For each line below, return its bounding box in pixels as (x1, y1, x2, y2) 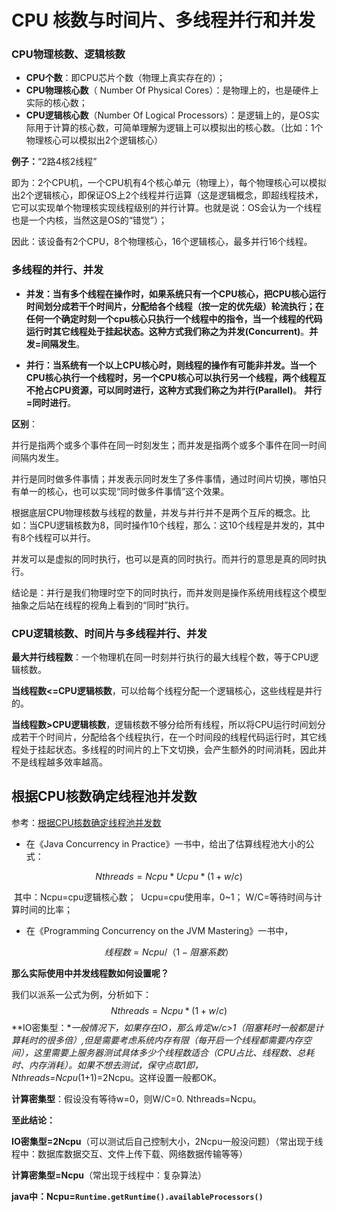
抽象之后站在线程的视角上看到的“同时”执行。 (11, 599, 195, 611)
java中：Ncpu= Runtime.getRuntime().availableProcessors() (11, 1190, 264, 1202)
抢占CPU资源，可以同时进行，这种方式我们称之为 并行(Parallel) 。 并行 (34, 384, 323, 396)
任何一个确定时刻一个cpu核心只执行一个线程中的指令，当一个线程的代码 (25, 312, 323, 325)
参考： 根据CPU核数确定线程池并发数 (11, 816, 162, 828)
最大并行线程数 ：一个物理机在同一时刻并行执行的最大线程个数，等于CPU (11, 651, 311, 663)
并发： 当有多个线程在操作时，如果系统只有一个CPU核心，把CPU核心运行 (25, 287, 327, 300)
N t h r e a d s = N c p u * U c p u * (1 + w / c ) (95, 870, 243, 882)
